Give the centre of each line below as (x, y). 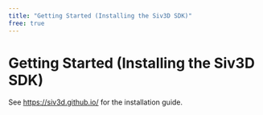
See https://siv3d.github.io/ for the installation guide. (96, 102)
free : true (27, 23)
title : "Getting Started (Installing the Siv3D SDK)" (101, 16)
